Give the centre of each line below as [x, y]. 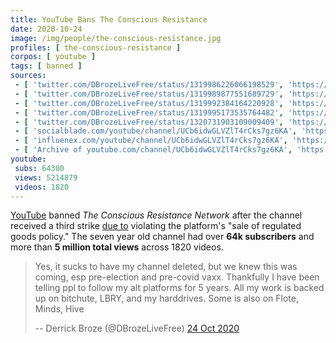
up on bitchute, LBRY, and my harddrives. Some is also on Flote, [166, 298]
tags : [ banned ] [46, 66]
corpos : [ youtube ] [53, 57]
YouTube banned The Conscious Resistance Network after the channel [156, 215]
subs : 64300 [39, 168]
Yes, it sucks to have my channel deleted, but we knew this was [166, 267]
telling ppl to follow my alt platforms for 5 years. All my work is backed [179, 288]
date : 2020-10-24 [46, 29]
